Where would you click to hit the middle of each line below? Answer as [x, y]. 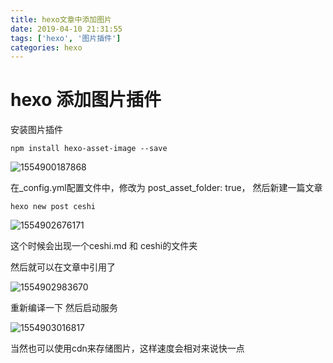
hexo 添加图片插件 [86, 100]
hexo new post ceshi [53, 207]
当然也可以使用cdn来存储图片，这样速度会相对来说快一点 [127, 348]
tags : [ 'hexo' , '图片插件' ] [66, 38]
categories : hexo [46, 47]
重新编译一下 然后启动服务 [64, 308]
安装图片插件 [36, 130]
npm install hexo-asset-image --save [89, 149]
